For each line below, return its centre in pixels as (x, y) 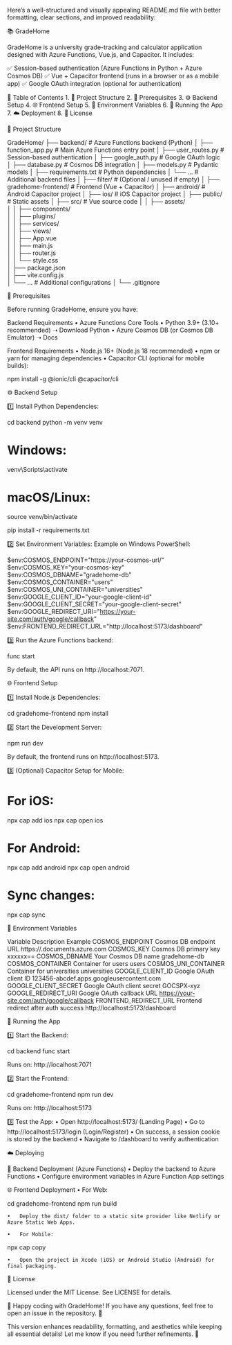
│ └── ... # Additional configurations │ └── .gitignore (84, 282)
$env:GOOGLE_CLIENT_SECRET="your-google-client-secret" (94, 604)
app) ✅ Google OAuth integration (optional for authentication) (94, 83)
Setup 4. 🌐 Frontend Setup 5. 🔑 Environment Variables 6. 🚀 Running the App (115, 105)
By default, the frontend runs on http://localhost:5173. (83, 756)
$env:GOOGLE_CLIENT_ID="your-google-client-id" (80, 597)
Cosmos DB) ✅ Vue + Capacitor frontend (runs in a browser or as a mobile (113, 76)
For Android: (44, 848)
